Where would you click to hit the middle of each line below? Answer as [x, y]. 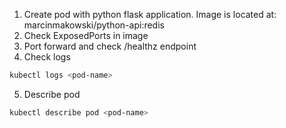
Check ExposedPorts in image [86, 35]
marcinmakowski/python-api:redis [94, 25]
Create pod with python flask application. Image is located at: [150, 14]
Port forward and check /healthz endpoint [110, 46]
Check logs [47, 57]
